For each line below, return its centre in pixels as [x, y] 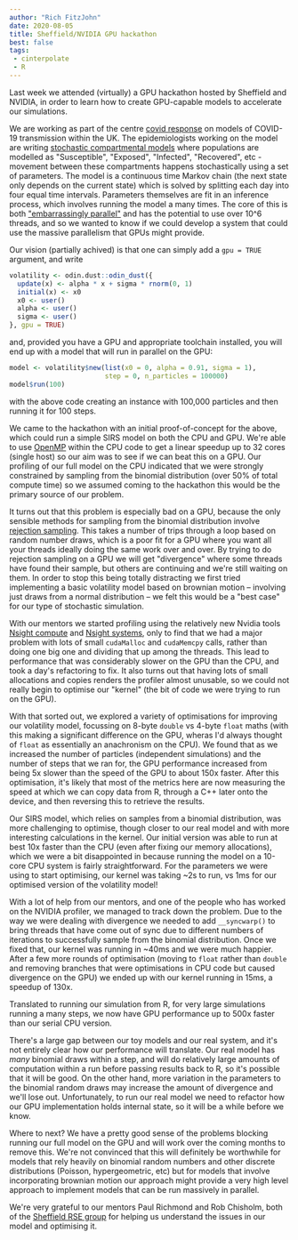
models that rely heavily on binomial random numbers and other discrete [142, 1161]
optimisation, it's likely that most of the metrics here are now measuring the [148, 782]
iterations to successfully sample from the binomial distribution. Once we [143, 939]
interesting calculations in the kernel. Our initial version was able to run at [144, 837]
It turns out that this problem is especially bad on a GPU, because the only [145, 511]
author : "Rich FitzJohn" [55, 17]
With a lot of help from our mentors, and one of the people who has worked [148, 902]
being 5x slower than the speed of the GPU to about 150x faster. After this [145, 773]
